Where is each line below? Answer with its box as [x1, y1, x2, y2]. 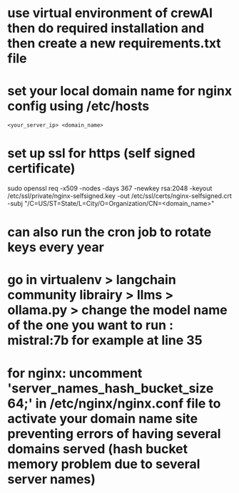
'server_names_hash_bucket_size [7, 380, 214, 396]
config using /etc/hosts [7, 98, 150, 115]
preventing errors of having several [7, 425, 221, 442]
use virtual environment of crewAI [7, 5, 213, 21]
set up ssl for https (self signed [7, 145, 195, 162]
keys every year [7, 239, 105, 256]
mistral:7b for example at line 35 [7, 333, 203, 348]
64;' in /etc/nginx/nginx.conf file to [7, 395, 221, 411]
